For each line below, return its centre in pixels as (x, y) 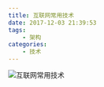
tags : (17, 30)
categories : (28, 45)
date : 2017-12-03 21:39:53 (52, 23)
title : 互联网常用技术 (41, 15)
